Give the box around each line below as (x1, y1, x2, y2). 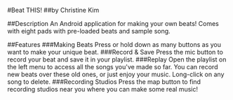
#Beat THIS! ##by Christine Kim (7, 6, 100, 14)
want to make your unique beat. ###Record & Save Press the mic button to (7, 48, 223, 56)
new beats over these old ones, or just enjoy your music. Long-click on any (7, 70, 225, 78)
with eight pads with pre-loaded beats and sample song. (7, 27, 171, 35)
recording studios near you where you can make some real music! (7, 85, 199, 93)
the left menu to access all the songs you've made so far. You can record (7, 63, 218, 71)
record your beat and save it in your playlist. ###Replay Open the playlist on (7, 55, 227, 64)
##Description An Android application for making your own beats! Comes (7, 20, 220, 27)
